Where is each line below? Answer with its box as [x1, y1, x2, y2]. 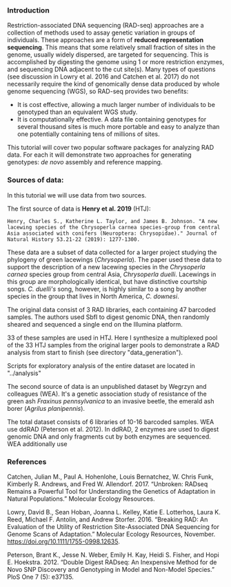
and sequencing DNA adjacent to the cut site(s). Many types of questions [7, 65, 216, 74]
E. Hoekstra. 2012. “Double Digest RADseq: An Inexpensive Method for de [7, 558, 217, 566]
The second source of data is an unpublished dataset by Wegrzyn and [7, 382, 207, 390]
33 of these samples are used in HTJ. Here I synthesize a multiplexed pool [7, 334, 218, 342]
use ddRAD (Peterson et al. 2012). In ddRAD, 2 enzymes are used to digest [7, 425, 219, 433]
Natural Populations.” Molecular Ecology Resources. [7, 494, 155, 503]
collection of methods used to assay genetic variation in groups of [7, 28, 195, 37]
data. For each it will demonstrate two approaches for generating [7, 151, 192, 159]
